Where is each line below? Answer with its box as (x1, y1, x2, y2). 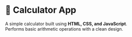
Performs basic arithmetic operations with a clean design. (5, 26, 123, 32)
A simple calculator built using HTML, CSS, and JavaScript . (5, 21, 128, 27)
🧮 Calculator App (5, 4, 76, 16)
